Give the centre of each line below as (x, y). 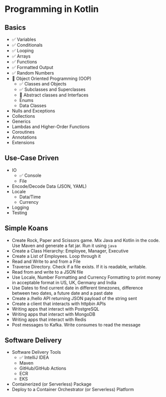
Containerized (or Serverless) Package (51, 384)
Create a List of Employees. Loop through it (56, 256)
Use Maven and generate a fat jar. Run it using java (64, 245)
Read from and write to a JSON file (47, 272)
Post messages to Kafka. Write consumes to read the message (76, 324)
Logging (20, 207)
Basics (15, 28)
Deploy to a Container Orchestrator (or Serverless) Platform (73, 390)
